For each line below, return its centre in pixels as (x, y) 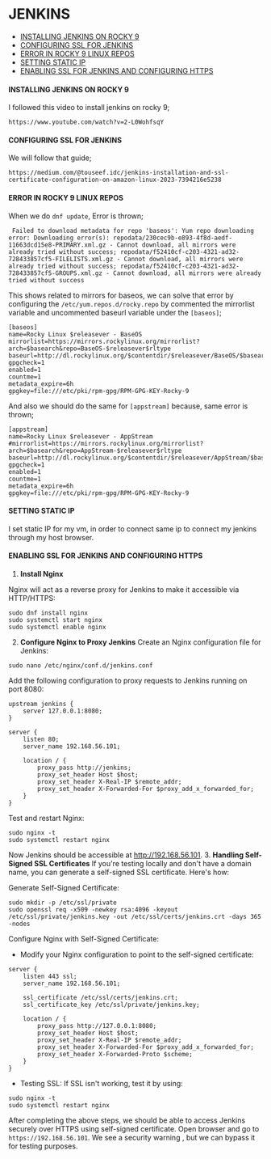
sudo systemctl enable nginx (57, 627)
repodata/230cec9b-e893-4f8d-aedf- (172, 238)
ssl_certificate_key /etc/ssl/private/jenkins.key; (111, 1005)
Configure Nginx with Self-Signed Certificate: (84, 938)
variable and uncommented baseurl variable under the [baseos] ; (115, 312)
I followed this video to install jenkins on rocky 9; (89, 108)
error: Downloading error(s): (59, 238)
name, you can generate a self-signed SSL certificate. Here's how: (119, 872)
